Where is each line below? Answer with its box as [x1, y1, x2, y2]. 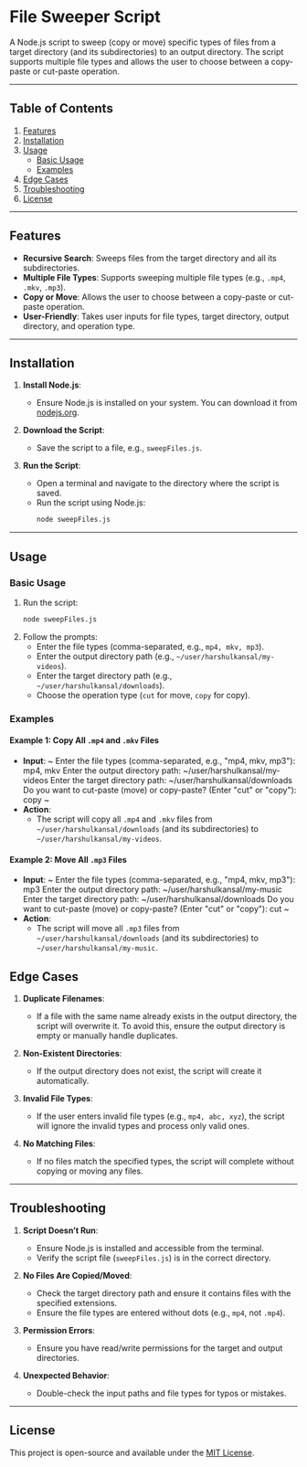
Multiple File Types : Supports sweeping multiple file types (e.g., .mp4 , [22, 271, 286, 282]
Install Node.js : [22, 379, 82, 390]
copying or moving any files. [36, 1165, 143, 1176]
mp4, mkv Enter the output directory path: [22, 765, 181, 776]
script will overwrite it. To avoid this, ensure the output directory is [36, 1020, 286, 1031]
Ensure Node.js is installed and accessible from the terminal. [36, 1242, 265, 1253]
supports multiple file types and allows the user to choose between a [9, 56, 270, 67]
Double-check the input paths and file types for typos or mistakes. [36, 1387, 287, 1398]
